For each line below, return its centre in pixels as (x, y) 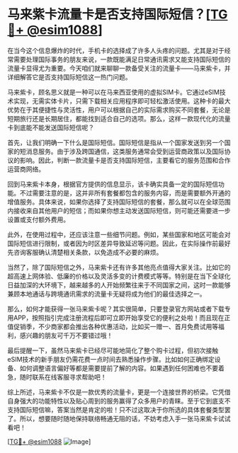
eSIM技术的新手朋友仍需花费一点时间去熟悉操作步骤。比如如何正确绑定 (111, 359)
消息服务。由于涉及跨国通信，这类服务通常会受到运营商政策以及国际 (125, 151)
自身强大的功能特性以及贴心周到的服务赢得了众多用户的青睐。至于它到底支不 (119, 401)
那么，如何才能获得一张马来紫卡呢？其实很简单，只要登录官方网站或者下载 (116, 309)
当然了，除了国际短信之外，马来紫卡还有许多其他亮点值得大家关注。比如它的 (119, 267)
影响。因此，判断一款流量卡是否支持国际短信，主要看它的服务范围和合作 (125, 160)
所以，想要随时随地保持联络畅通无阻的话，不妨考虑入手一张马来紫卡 (119, 418)
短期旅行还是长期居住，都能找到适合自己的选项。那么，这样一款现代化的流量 (119, 118)
